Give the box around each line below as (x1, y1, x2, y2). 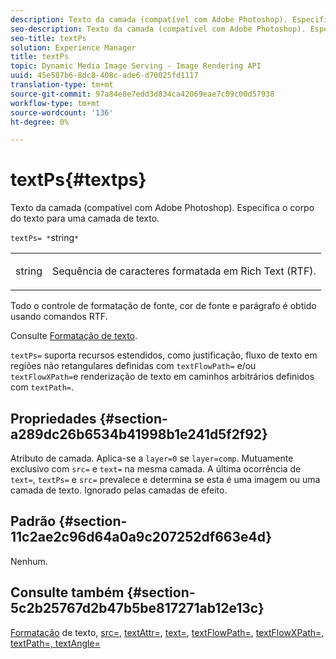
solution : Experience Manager (10, 42, 137, 53)
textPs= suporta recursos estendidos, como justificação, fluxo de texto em (10, 349, 318, 361)
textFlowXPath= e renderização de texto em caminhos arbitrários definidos (10, 371, 315, 383)
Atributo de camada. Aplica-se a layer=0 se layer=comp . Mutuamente (10, 452, 294, 464)
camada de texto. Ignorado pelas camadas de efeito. (10, 484, 228, 496)
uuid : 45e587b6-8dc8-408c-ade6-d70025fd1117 (10, 71, 199, 81)
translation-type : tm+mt (10, 80, 114, 90)
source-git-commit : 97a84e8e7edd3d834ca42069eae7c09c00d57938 (10, 89, 275, 99)
